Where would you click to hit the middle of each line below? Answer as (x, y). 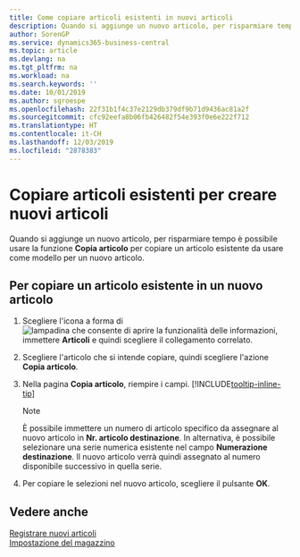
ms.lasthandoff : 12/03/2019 (62, 142)
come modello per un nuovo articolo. (77, 257)
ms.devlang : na (37, 59)
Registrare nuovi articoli (53, 534)
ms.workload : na (39, 76)
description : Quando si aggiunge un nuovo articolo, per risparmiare (142, 26)
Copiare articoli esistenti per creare (143, 194)
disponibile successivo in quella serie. (92, 467)
